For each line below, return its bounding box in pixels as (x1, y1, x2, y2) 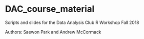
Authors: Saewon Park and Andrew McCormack (5, 29, 102, 35)
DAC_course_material (5, 3, 95, 15)
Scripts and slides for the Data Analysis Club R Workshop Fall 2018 (5, 19, 139, 25)
